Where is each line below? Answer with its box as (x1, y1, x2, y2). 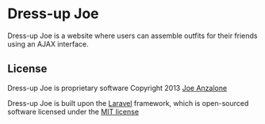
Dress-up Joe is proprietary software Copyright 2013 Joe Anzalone (7, 83, 228, 92)
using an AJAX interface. (7, 39, 89, 48)
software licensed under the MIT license (7, 107, 140, 116)
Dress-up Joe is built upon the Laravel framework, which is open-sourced (7, 98, 249, 107)
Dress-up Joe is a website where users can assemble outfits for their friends (7, 31, 258, 40)
